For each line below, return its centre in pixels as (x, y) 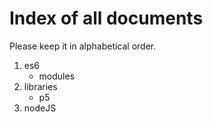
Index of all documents (106, 18)
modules (57, 76)
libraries (40, 86)
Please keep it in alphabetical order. (83, 46)
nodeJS (40, 108)
